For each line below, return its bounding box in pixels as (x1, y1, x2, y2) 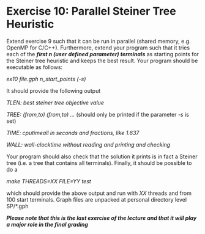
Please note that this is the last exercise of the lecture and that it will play (6, 214, 197, 221)
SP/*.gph (6, 202, 29, 210)
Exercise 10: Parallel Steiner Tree (6, 4, 176, 18)
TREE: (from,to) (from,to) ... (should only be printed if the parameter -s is (6, 111, 190, 118)
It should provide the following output (6, 87, 101, 94)
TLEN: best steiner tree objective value (6, 99, 104, 106)
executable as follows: (6, 63, 63, 71)
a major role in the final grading (6, 221, 89, 228)
